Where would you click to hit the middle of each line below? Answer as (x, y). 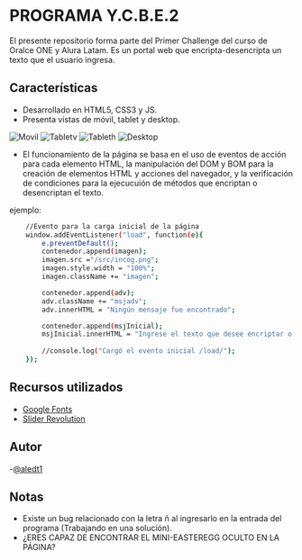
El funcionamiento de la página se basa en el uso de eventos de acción (154, 154)
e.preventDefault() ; (80, 243)
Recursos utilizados (66, 388)
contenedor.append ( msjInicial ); (103, 326)
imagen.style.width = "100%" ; (98, 268)
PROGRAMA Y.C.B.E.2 (94, 16)
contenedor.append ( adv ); (88, 293)
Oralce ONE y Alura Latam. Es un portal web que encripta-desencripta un (146, 50)
